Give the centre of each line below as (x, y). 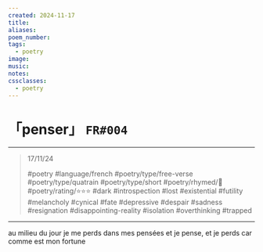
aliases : (22, 30)
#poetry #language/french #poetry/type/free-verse (110, 174)
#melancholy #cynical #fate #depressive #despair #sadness (125, 202)
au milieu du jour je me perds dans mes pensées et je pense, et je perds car (130, 233)
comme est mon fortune (47, 241)
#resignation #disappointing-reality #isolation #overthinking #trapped (140, 211)
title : (19, 23)
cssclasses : (27, 81)
